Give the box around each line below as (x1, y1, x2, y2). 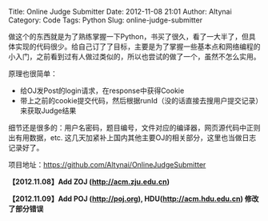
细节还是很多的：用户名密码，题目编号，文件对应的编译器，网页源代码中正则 (8, 123, 261, 132)
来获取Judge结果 (19, 106, 77, 115)
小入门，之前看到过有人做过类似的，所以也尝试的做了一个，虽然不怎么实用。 (8, 52, 261, 61)
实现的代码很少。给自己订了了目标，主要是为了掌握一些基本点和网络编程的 (14, 42, 261, 51)
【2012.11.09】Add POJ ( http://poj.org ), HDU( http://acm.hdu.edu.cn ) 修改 (8, 194, 259, 203)
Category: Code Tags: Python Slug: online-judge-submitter (8, 15, 202, 25)
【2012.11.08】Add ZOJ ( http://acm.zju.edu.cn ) (8, 177, 170, 187)
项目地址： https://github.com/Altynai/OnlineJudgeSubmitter (8, 160, 206, 169)
